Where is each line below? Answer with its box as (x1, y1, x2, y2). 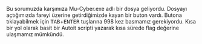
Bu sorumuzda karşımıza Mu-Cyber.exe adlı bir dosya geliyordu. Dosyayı (6, 5, 187, 12)
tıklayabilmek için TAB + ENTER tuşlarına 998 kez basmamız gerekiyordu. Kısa (6, 18, 197, 25)
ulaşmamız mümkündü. (6, 31, 65, 38)
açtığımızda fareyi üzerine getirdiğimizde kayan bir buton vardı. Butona (6, 11, 183, 19)
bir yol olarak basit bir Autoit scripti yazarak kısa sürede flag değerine (6, 24, 180, 31)
